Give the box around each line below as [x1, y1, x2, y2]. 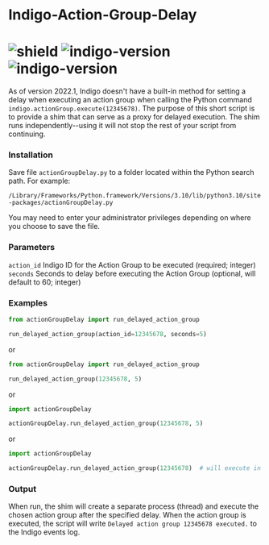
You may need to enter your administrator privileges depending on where [8, 213, 251, 223]
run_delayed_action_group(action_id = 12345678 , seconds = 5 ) [8, 330, 207, 338]
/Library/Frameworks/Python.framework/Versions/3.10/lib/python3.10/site [8, 192, 262, 200]
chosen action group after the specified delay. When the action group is [8, 510, 247, 520]
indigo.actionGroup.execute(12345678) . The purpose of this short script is [8, 103, 255, 114]
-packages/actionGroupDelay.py [8, 199, 114, 207]
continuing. [8, 129, 46, 139]
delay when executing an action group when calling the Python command [8, 95, 252, 105]
